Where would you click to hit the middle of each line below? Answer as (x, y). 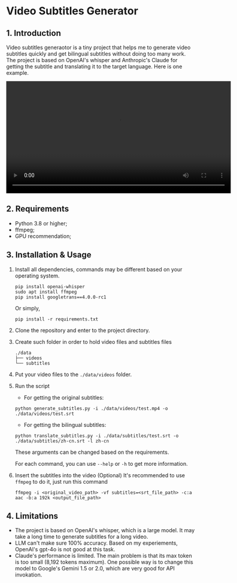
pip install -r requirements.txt (57, 319)
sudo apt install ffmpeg (46, 292)
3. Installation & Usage (49, 255)
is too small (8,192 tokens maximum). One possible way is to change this (104, 562)
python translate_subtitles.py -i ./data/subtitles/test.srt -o (97, 436)
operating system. (37, 276)
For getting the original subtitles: (64, 397)
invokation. (28, 575)
